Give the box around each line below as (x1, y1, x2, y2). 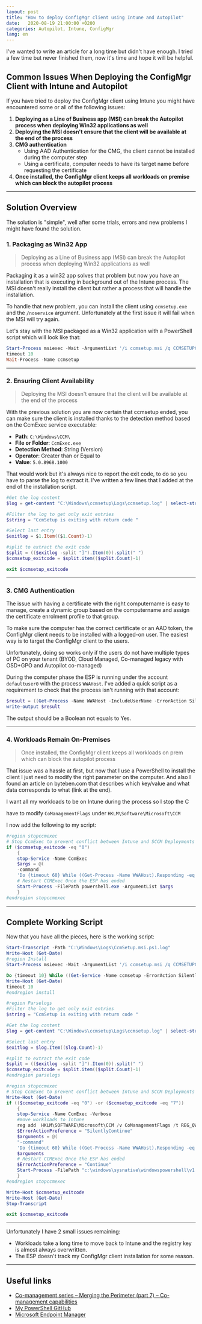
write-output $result (6, 704, 61, 710)
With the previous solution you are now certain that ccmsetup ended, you (6, 408, 188, 415)
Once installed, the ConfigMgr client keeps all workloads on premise (14, 173, 190, 180)
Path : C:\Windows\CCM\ (14, 433, 71, 440)
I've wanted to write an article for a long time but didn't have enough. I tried (6, 48, 194, 55)
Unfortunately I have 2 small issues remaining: (6, 1228, 121, 1235)
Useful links (6, 1276, 52, 1286)
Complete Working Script (6, 917, 103, 927)
